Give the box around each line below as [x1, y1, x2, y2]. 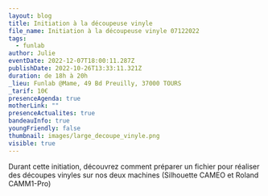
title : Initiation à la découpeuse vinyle [8, 19, 153, 27]
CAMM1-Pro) [8, 178, 52, 188]
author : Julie [8, 49, 56, 57]
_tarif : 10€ [8, 86, 48, 95]
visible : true [8, 139, 56, 148]
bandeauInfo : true [8, 117, 70, 125]
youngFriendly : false [8, 124, 81, 132]
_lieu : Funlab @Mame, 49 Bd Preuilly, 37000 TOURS [8, 79, 182, 87]
